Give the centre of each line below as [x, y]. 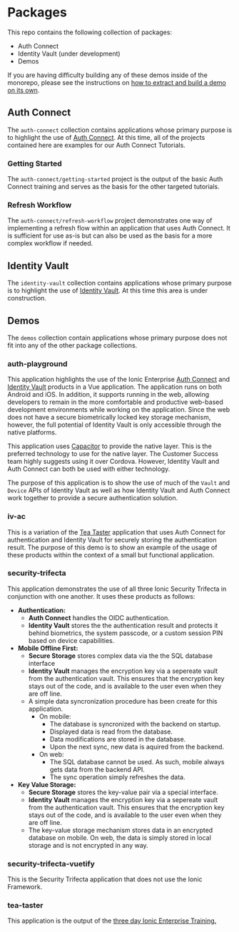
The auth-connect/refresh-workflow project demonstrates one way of [110, 221]
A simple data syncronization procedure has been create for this [123, 701]
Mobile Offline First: [48, 648]
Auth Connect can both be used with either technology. [89, 469]
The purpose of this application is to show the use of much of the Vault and [119, 483]
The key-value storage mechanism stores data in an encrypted [121, 830]
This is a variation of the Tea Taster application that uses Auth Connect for [117, 532]
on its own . [24, 90]
